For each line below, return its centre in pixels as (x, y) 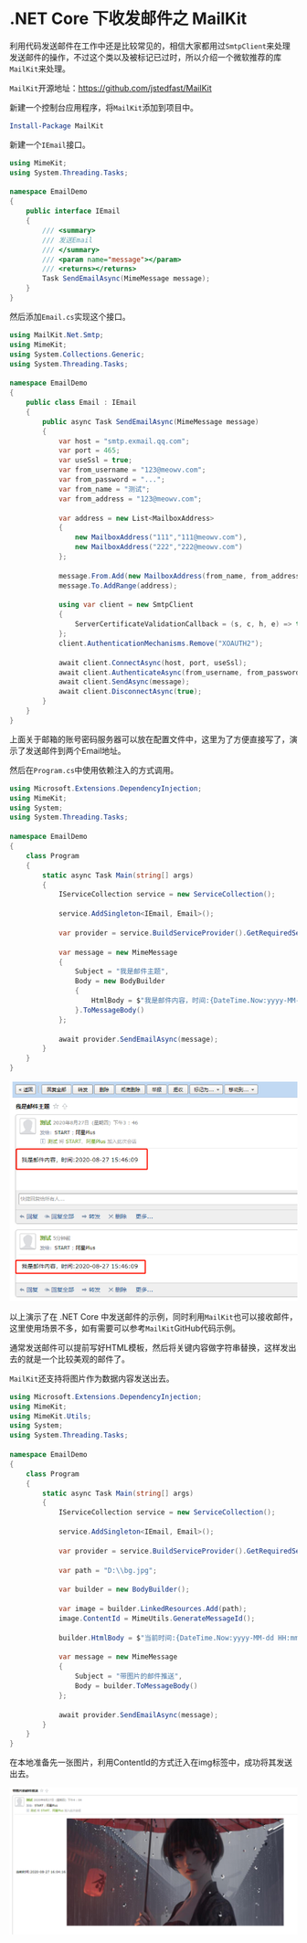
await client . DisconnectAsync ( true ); (130, 692)
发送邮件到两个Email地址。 (75, 750)
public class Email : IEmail (81, 403)
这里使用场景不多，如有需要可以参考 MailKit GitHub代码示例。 (125, 1328)
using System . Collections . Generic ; (77, 354)
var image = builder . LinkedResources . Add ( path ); (153, 1609)
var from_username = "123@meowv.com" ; (132, 470)
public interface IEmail (73, 211)
